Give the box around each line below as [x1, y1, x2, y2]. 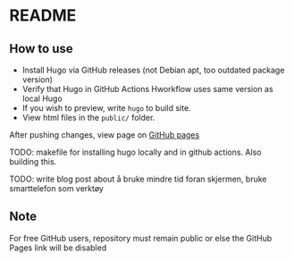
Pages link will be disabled [9, 242, 107, 253]
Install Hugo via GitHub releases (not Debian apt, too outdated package [21, 64, 285, 75]
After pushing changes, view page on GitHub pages [9, 130, 200, 139]
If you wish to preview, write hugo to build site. [21, 103, 191, 113]
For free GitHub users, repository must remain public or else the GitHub [9, 232, 273, 243]
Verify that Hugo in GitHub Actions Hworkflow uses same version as [21, 84, 274, 94]
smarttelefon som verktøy [9, 183, 105, 193]
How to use [9, 41, 73, 56]
